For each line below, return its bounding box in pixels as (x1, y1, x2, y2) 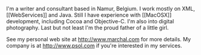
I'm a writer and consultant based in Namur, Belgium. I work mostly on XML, (6, 5, 195, 12)
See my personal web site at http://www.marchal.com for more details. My (6, 36, 191, 42)
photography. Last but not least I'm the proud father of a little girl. (6, 24, 169, 31)
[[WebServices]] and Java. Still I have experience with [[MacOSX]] (6, 11, 172, 19)
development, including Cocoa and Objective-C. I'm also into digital (6, 18, 174, 25)
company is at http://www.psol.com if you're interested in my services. (6, 42, 182, 49)
